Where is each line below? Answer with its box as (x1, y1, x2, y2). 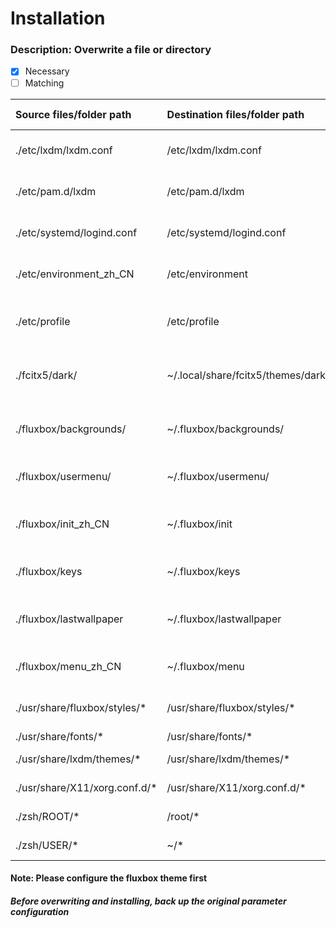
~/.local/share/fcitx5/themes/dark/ (166, 368, 330, 382)
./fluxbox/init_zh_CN (15, 517, 110, 531)
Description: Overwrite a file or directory (10, 43, 212, 57)
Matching (24, 77, 65, 89)
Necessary (24, 65, 70, 77)
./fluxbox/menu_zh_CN (15, 659, 122, 673)
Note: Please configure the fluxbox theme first (10, 872, 208, 884)
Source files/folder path (15, 107, 132, 121)
